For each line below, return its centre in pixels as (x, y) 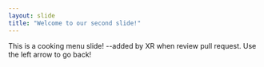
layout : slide (32, 16)
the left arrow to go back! (50, 54)
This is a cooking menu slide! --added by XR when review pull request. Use (132, 45)
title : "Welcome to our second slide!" (75, 23)
